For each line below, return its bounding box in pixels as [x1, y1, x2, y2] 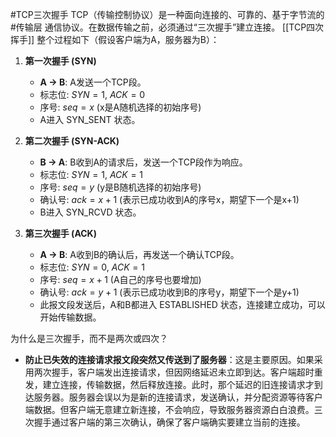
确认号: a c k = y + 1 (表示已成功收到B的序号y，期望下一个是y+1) [39, 286, 300, 298]
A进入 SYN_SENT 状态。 [39, 114, 141, 125]
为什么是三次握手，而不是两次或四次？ [10, 333, 168, 344]
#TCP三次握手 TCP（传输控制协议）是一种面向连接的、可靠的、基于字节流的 [10, 9, 325, 20]
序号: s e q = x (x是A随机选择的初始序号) [39, 101, 202, 113]
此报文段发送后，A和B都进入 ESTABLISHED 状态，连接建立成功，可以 [39, 299, 326, 310]
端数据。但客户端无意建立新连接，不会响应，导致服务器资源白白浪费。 [24, 404, 315, 415]
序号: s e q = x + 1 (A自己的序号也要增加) [39, 274, 202, 285]
